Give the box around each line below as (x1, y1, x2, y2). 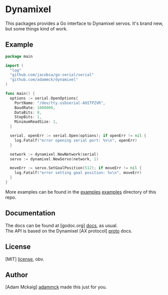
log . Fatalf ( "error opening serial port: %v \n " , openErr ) (14, 138, 138, 143)
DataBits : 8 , (14, 110, 42, 115)
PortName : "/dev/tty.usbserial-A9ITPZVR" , (14, 100, 106, 105)
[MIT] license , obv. (5, 256, 45, 262)
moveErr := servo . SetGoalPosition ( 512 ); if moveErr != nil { (10, 166, 142, 171)
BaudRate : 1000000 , (14, 105, 56, 110)
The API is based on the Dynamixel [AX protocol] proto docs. (5, 228, 133, 234)
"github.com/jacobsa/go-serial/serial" (10, 72, 94, 78)
